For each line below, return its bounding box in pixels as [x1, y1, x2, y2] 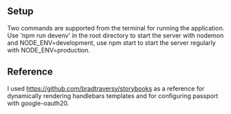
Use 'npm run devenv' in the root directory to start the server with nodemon [7, 31, 224, 39]
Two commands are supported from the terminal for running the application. [7, 23, 225, 32]
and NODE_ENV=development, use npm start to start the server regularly [7, 38, 216, 47]
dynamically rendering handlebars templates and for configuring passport [7, 91, 219, 99]
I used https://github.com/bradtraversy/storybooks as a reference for [7, 84, 205, 93]
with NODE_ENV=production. [7, 46, 90, 54]
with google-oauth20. [7, 99, 69, 107]
